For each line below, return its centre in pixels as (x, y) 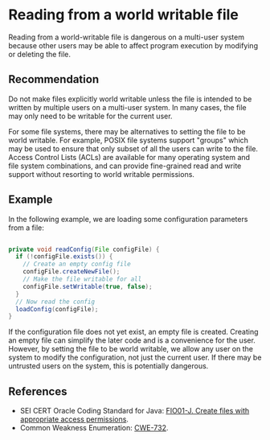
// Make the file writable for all (82, 279)
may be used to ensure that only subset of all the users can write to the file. (133, 148)
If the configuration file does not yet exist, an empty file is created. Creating (133, 332)
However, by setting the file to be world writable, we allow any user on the (131, 349)
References (38, 391)
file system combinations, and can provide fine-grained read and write (125, 166)
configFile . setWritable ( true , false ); (88, 286)
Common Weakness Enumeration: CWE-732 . (94, 428)
